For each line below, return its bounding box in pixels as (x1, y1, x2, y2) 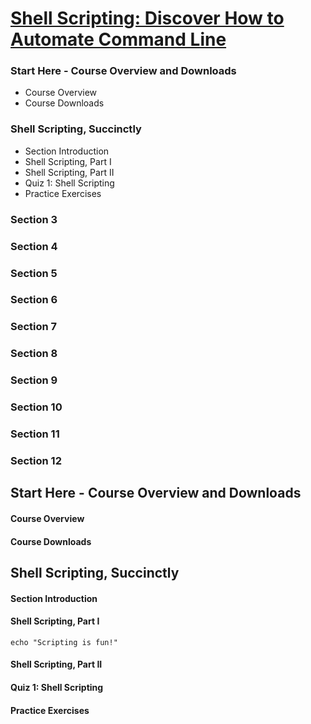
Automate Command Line (10, 28, 227, 51)
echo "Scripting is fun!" (10, 637, 118, 647)
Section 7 (10, 320, 58, 334)
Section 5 (10, 266, 58, 280)
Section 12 (10, 454, 62, 467)
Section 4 (10, 239, 58, 253)
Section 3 (10, 212, 58, 226)
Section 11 (10, 427, 60, 441)
